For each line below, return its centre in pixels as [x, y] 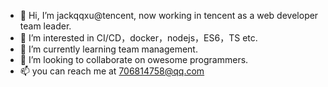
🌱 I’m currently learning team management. [108, 49]
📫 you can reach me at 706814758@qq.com [112, 71]
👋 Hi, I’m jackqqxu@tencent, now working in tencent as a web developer [169, 15]
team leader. [45, 26]
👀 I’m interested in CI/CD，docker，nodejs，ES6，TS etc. [138, 38]
